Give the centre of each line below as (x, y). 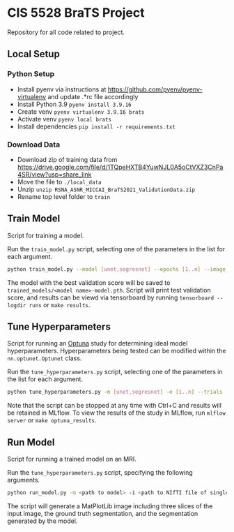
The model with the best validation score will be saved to (89, 282)
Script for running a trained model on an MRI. (72, 459)
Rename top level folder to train (64, 196)
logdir (17, 305)
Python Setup (31, 74)
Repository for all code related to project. (66, 32)
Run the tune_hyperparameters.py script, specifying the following (100, 473)
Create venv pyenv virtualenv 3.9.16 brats (81, 111)
